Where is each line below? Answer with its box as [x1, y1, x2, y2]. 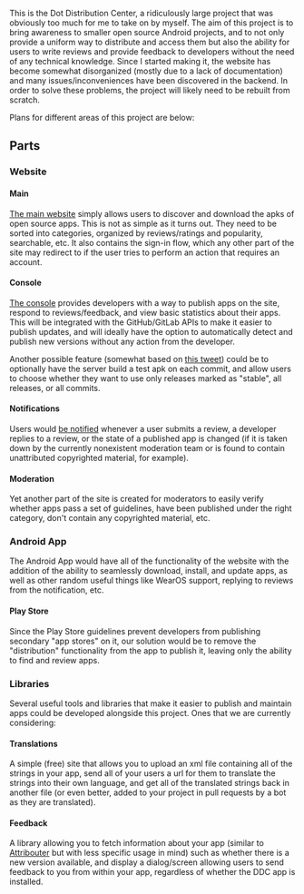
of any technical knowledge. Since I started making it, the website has [9, 56, 271, 66]
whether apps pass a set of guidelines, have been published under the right [9, 503, 292, 514]
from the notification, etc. [9, 585, 104, 595]
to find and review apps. [9, 654, 100, 665]
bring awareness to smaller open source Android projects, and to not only [9, 27, 285, 37]
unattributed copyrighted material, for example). [9, 452, 189, 463]
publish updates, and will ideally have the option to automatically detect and [9, 326, 293, 337]
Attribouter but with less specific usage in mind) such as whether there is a [9, 848, 289, 859]
